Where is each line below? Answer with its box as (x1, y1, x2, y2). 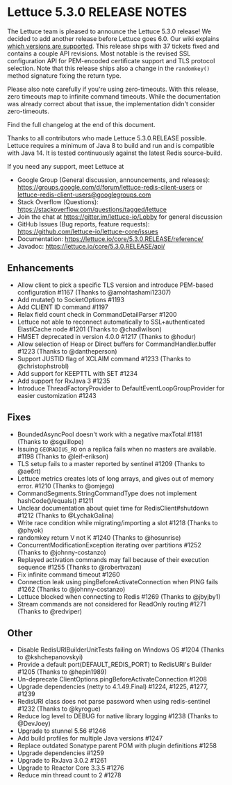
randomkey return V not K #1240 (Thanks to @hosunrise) (17, 533, 181, 542)
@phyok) (17, 526, 44, 534)
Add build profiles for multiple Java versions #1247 (17, 734, 163, 743)
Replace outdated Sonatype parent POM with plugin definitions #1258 (17, 741, 217, 750)
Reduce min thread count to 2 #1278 (17, 771, 122, 779)
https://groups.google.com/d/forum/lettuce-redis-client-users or (17, 183, 203, 191)
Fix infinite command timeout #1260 (17, 570, 120, 579)
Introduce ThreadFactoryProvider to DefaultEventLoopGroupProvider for (17, 383, 225, 392)
